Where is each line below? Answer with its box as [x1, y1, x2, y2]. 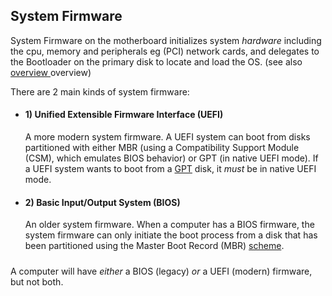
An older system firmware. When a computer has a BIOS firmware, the [24, 219, 315, 231]
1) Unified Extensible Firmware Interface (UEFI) [24, 109, 224, 121]
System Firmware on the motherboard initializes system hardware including [10, 34, 322, 46]
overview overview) [10, 66, 92, 78]
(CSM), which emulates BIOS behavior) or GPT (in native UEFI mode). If [24, 152, 319, 164]
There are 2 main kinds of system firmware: [10, 85, 190, 98]
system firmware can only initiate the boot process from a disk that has [24, 229, 318, 241]
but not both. [10, 275, 64, 288]
